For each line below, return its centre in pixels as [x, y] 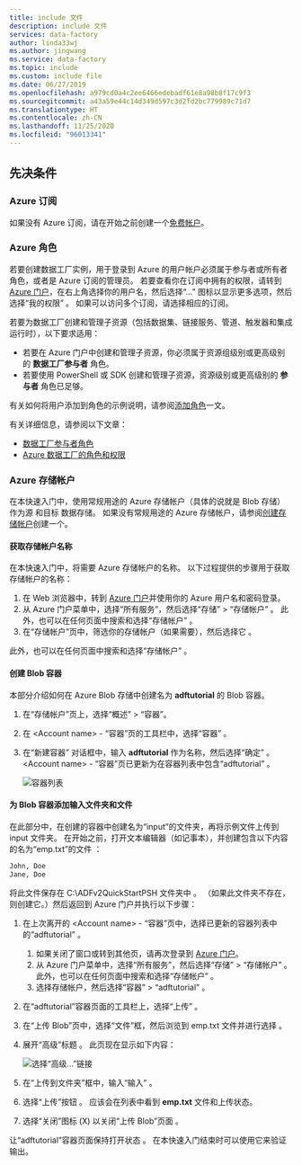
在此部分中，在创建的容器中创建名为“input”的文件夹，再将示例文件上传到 [144, 826]
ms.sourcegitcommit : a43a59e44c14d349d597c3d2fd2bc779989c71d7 [130, 101]
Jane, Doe [28, 874]
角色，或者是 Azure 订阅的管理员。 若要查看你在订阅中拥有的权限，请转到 [146, 280]
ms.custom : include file [56, 76]
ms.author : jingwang [48, 51]
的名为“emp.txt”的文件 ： [56, 849]
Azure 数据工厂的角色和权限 [74, 454]
